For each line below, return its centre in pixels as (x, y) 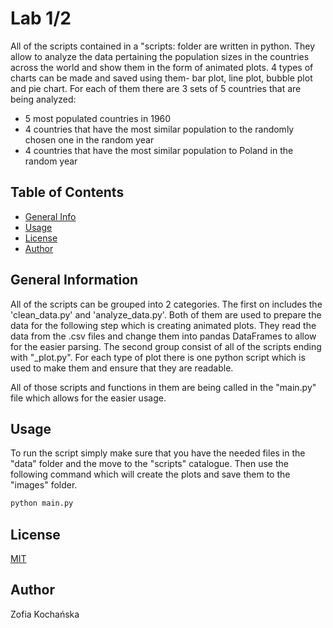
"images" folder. (44, 485)
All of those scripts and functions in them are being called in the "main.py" (163, 387)
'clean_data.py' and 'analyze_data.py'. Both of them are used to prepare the (166, 314)
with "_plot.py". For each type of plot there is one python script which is (158, 357)
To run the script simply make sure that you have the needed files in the (158, 453)
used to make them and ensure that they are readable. (122, 368)
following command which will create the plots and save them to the (150, 474)
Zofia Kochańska (45, 614)
